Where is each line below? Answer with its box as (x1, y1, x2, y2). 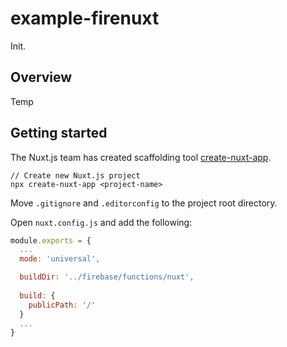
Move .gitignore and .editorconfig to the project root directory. (10, 197, 278, 209)
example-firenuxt (10, 7, 160, 30)
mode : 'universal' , (19, 254, 101, 264)
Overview (10, 69, 73, 86)
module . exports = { (10, 235, 92, 246)
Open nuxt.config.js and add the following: (10, 216, 193, 228)
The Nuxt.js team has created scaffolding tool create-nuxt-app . (10, 151, 272, 163)
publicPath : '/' (28, 300, 97, 310)
